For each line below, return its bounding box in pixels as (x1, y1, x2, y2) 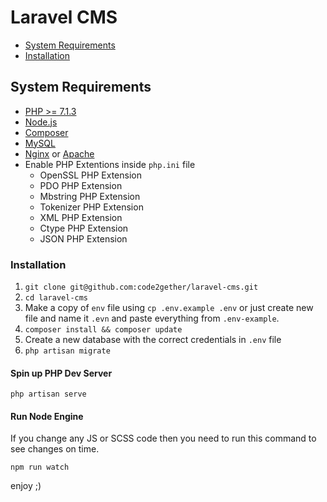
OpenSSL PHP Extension (39, 169, 143, 181)
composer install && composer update (24, 325, 183, 335)
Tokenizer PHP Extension (39, 201, 144, 213)
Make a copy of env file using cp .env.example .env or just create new (24, 302, 314, 314)
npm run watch (10, 462, 70, 473)
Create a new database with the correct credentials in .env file (24, 334, 282, 346)
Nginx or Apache (24, 147, 95, 160)
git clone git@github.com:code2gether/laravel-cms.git (24, 282, 259, 293)
